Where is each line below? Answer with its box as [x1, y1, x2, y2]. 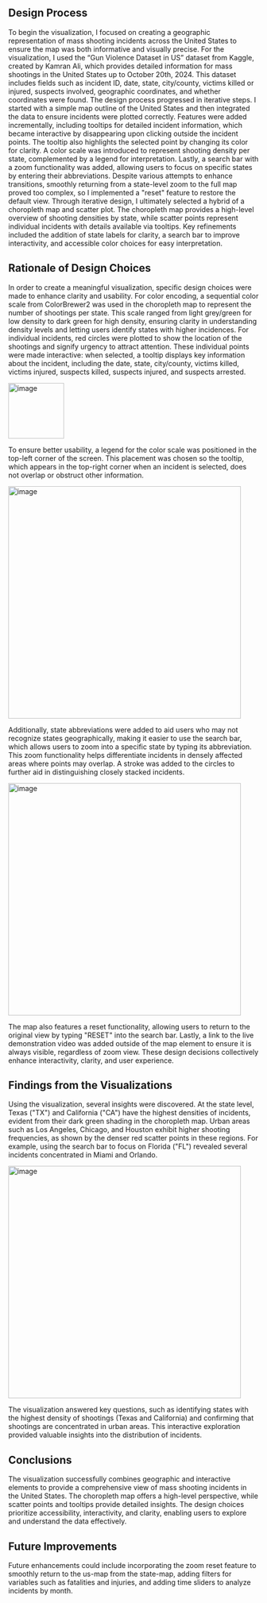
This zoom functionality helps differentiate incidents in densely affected [8, 750, 243, 759]
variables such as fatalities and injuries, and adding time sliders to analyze [8, 1578, 252, 1587]
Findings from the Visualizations [8, 1079, 172, 1092]
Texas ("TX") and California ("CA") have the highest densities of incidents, [8, 1108, 251, 1118]
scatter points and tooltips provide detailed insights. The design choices [8, 1500, 245, 1509]
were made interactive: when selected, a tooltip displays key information [8, 350, 246, 360]
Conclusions [8, 1453, 72, 1466]
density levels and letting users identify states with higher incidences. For [8, 325, 249, 334]
